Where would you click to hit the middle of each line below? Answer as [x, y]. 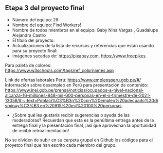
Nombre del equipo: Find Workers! [46, 25]
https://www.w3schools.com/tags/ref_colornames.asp [60, 70]
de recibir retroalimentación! [40, 130]
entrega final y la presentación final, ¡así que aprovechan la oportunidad [84, 125]
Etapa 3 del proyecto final [45, 8]
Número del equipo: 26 [35, 19]
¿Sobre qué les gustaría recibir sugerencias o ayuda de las [71, 115]
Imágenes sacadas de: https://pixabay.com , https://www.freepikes [79, 56]
